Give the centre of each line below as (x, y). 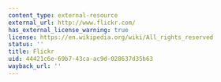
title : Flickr (32, 52)
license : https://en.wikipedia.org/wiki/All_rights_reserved (111, 37)
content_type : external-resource (63, 15)
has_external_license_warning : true (68, 30)
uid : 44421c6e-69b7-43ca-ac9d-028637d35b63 (81, 59)
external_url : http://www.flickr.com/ (72, 23)
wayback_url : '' (35, 66)
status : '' (26, 45)
